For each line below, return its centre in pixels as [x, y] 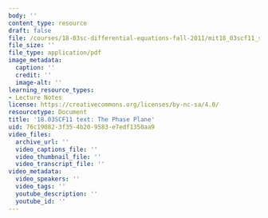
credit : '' [33, 75]
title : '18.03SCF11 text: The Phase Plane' [82, 120]
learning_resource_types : [51, 90]
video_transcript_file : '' [60, 164]
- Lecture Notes [35, 97]
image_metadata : [35, 61]
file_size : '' [32, 46]
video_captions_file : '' [57, 149]
